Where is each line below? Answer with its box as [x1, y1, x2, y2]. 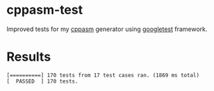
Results [6, 49, 51, 65]
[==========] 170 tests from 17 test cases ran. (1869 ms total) [6, 72, 199, 79]
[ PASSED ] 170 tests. [6, 78, 79, 85]
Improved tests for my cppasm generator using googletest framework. [6, 25, 208, 33]
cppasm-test [6, 2, 83, 18]
